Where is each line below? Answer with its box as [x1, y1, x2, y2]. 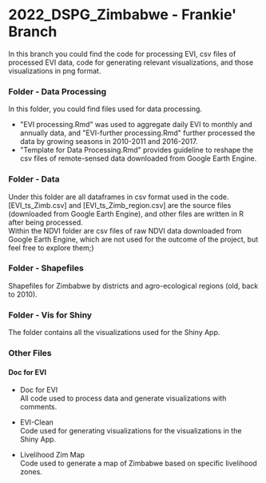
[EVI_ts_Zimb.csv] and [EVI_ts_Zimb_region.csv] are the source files [8, 200, 232, 210]
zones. [19, 467, 42, 477]
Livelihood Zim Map [19, 450, 85, 460]
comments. [19, 402, 58, 412]
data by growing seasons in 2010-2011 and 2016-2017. [19, 137, 198, 146]
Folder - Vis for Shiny [8, 309, 93, 321]
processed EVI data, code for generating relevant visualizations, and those [8, 58, 254, 67]
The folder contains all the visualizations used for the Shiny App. [8, 328, 220, 337]
